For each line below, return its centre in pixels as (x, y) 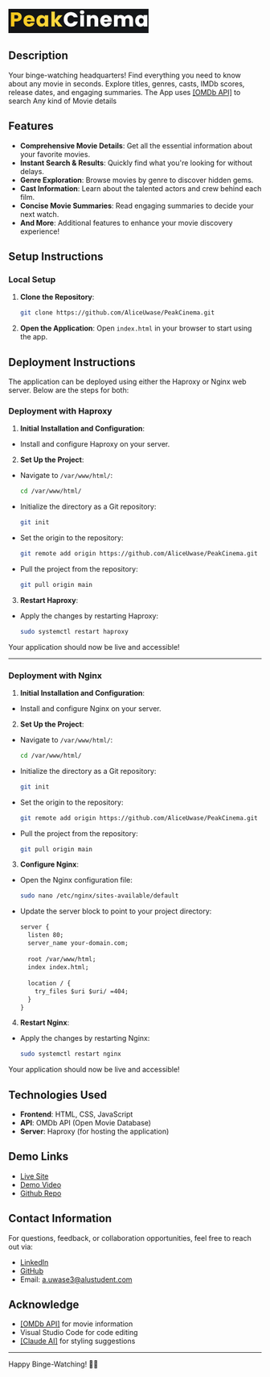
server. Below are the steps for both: (69, 390)
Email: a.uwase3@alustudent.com (76, 1279)
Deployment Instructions (72, 362)
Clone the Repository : (57, 297)
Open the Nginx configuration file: (76, 880)
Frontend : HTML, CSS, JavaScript (76, 1114)
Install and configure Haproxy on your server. (95, 444)
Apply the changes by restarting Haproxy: (89, 616)
